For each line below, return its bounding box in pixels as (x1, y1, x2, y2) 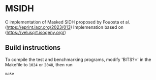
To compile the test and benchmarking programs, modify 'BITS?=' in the (5, 57, 152, 62)
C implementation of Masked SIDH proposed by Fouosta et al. (5, 19, 130, 25)
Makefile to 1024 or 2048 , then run (5, 61, 73, 67)
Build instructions (5, 43, 61, 52)
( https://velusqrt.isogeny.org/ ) (5, 29, 66, 35)
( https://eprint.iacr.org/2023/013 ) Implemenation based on (5, 24, 124, 30)
